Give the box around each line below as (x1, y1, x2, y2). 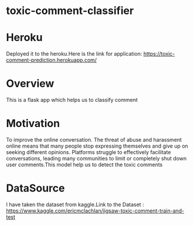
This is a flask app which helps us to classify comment (6, 97, 138, 104)
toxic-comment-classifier (6, 4, 134, 18)
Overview (6, 77, 55, 90)
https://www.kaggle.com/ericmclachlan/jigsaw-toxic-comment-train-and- (6, 207, 185, 214)
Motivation (6, 117, 60, 130)
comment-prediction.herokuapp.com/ (6, 57, 97, 64)
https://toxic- (143, 50, 175, 57)
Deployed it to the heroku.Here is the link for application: (6, 50, 142, 57)
